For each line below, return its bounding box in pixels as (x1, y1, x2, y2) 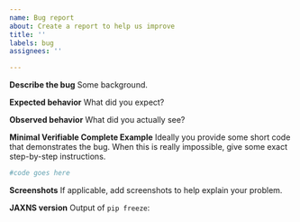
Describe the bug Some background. (9, 79, 149, 90)
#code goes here (9, 169, 70, 178)
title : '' (9, 30, 47, 39)
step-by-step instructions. (9, 151, 106, 162)
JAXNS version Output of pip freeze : (9, 202, 150, 213)
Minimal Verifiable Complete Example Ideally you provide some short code (9, 132, 291, 143)
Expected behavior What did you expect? (9, 97, 165, 108)
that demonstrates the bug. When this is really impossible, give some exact (9, 142, 288, 153)
